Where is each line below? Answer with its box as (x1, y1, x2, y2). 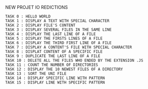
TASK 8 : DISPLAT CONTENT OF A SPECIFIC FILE (5, 49, 103, 54)
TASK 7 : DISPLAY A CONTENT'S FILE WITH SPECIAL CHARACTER (5, 45, 132, 50)
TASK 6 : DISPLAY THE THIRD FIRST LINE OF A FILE (5, 40, 112, 45)
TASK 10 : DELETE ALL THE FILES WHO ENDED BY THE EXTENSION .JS (5, 58, 143, 63)
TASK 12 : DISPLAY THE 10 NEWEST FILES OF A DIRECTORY (5, 67, 123, 72)
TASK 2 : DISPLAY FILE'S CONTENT (5, 23, 76, 28)
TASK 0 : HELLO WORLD (5, 14, 51, 19)
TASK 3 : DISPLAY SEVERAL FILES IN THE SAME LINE (5, 27, 112, 32)
